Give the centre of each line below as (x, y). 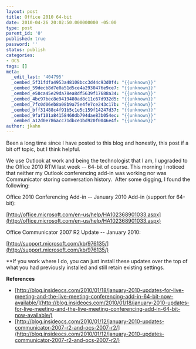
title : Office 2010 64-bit (39, 17)
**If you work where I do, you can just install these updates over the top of (97, 261)
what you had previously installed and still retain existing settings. (85, 267)
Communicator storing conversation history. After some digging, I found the (98, 179)
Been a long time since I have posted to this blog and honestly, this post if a (97, 143)
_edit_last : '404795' (38, 77)
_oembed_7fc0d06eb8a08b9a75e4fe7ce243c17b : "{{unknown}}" (84, 104)
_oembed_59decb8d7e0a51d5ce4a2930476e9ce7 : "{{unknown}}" (84, 88)
